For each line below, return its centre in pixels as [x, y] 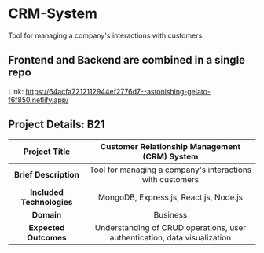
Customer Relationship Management [170, 146]
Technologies [47, 202]
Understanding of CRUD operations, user [170, 227]
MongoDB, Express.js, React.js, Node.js [170, 197]
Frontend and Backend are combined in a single [127, 60]
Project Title [47, 152]
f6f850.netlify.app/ [38, 100]
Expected [47, 227]
